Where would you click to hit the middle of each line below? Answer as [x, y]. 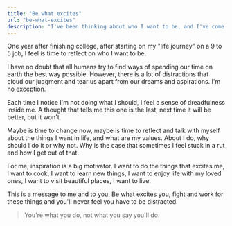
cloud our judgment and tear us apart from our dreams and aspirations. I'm [114, 82]
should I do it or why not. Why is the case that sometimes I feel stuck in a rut [116, 146]
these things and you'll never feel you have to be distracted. [92, 202]
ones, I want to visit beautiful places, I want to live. [79, 181]
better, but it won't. [34, 117]
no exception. [27, 89]
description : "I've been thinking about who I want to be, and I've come [116, 26]
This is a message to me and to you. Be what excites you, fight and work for [115, 194]
